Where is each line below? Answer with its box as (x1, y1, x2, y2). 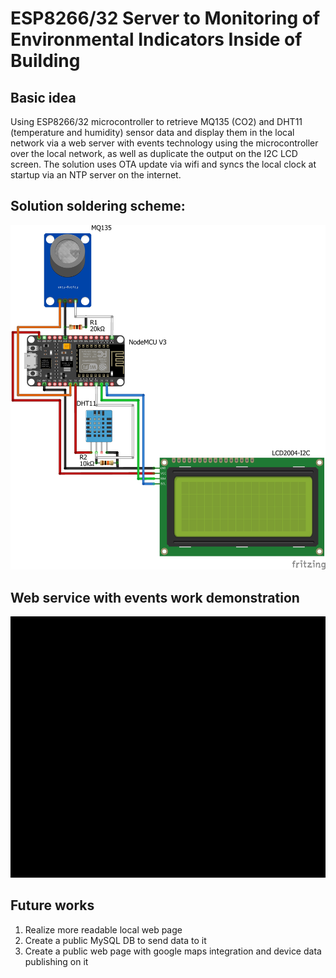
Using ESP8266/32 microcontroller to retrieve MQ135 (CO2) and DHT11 (10, 116, 303, 127)
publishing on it (24, 955, 89, 967)
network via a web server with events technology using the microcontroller (10, 137, 319, 149)
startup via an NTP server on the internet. (10, 169, 182, 181)
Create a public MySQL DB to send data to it (24, 934, 207, 946)
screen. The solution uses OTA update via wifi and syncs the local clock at (10, 158, 317, 170)
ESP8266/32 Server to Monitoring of (10, 7, 321, 30)
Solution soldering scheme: (10, 198, 186, 215)
